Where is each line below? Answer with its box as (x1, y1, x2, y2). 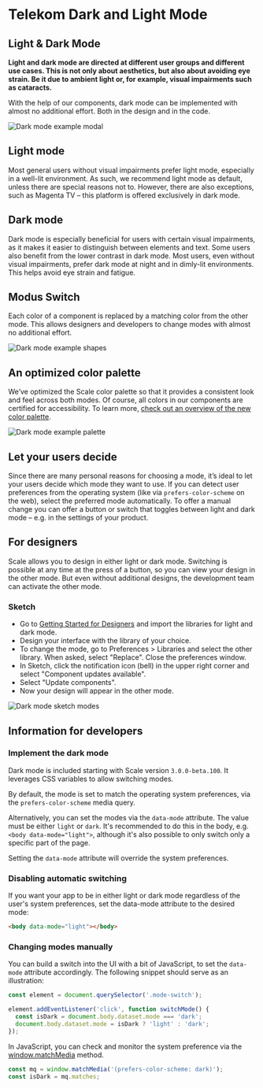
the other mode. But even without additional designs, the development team (8, 573, 254, 583)
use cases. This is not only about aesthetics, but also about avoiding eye (8, 66, 250, 76)
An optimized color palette (8, 366, 142, 379)
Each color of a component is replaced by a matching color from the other (8, 311, 249, 320)
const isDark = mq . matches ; (8, 1072, 101, 1080)
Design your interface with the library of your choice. (19, 636, 191, 646)
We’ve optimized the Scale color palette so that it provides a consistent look (8, 387, 254, 397)
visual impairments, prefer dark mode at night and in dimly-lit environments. (8, 259, 254, 268)
